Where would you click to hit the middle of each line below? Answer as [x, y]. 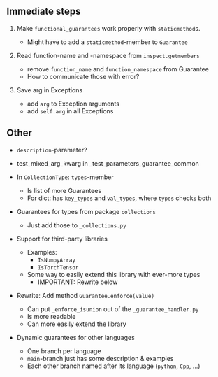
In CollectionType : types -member [65, 177]
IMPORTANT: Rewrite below [78, 282]
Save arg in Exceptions [50, 90]
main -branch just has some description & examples [100, 358]
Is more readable [51, 316]
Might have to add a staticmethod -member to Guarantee [107, 42]
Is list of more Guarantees [64, 190]
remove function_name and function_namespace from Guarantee [118, 69]
